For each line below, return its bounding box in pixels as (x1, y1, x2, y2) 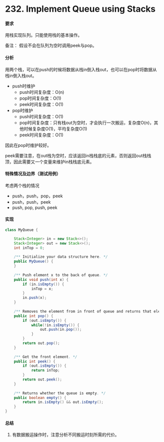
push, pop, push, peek (12, 204, 58, 210)
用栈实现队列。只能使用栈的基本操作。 (5, 32, 82, 38)
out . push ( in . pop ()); (40, 327, 82, 332)
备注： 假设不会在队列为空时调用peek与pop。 (5, 42, 97, 48)
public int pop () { (14, 314, 54, 318)
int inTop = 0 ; (14, 245, 45, 250)
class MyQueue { (5, 228, 38, 232)
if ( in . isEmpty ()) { (22, 282, 64, 287)
